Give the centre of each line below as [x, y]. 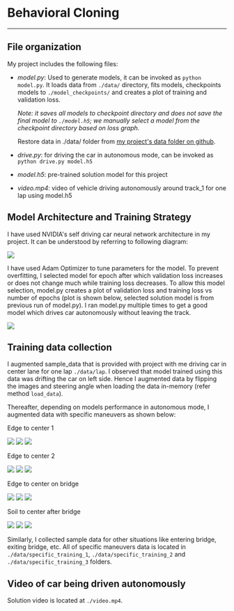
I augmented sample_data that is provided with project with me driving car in [117, 364]
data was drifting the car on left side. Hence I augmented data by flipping [112, 379]
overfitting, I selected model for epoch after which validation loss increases [115, 275]
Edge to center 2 [31, 456]
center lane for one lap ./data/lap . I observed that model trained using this [115, 371]
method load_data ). [35, 394]
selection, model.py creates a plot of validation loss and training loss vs [110, 290]
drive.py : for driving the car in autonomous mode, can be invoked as [115, 155]
